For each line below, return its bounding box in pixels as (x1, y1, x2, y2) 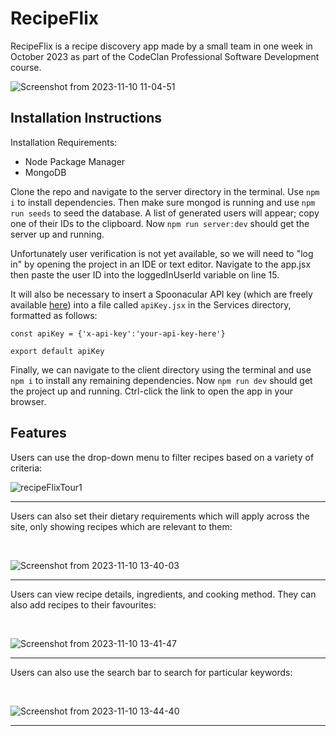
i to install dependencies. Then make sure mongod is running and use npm (10, 196, 316, 208)
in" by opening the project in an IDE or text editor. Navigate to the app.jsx (10, 258, 312, 270)
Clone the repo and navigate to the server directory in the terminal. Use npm (10, 185, 320, 197)
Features (10, 425, 67, 442)
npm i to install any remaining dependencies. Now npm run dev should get (10, 374, 313, 386)
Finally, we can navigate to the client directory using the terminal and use (10, 363, 312, 376)
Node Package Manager (24, 155, 126, 167)
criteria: (10, 462, 43, 474)
